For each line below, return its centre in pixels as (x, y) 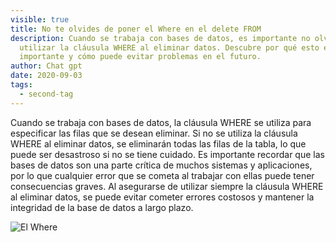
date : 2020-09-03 (46, 76)
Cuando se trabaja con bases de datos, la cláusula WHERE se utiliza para (161, 122)
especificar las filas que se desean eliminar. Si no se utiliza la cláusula (154, 133)
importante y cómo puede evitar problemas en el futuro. (140, 57)
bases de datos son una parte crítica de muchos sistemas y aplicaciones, (161, 165)
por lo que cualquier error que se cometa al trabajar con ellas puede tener (162, 175)
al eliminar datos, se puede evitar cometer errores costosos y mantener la (162, 197)
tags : (21, 85)
